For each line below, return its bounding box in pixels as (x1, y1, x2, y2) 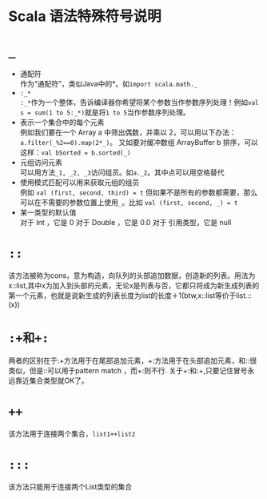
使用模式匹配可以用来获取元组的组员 (19, 178, 140, 187)
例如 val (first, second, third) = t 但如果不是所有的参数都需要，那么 (19, 187, 258, 197)
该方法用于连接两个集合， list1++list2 (8, 429, 136, 438)
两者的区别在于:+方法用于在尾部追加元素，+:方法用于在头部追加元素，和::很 (8, 356, 257, 365)
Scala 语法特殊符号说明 (8, 7, 161, 26)
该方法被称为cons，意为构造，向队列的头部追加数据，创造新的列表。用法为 (8, 271, 256, 280)
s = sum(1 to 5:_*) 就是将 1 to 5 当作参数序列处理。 (19, 107, 190, 117)
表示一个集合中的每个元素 (19, 118, 105, 127)
